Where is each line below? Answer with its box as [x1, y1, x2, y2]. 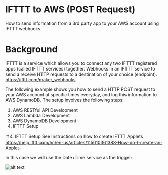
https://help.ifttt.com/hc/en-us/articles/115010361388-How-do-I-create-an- [5, 139, 163, 145]
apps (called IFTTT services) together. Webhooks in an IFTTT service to [5, 65, 155, 72]
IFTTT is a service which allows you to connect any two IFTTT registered [5, 60, 157, 66]
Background [5, 44, 58, 55]
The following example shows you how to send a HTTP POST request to [5, 86, 156, 92]
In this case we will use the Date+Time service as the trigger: [5, 154, 133, 160]
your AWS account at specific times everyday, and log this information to [5, 91, 157, 97]
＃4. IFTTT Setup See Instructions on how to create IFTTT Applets [5, 133, 143, 139]
